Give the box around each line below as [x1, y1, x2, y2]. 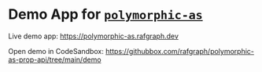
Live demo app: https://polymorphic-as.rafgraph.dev [8, 31, 179, 41]
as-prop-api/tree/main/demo [8, 55, 101, 64]
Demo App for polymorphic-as [8, 5, 203, 23]
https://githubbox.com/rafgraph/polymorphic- [105, 46, 254, 56]
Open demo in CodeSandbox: [8, 46, 104, 56]
